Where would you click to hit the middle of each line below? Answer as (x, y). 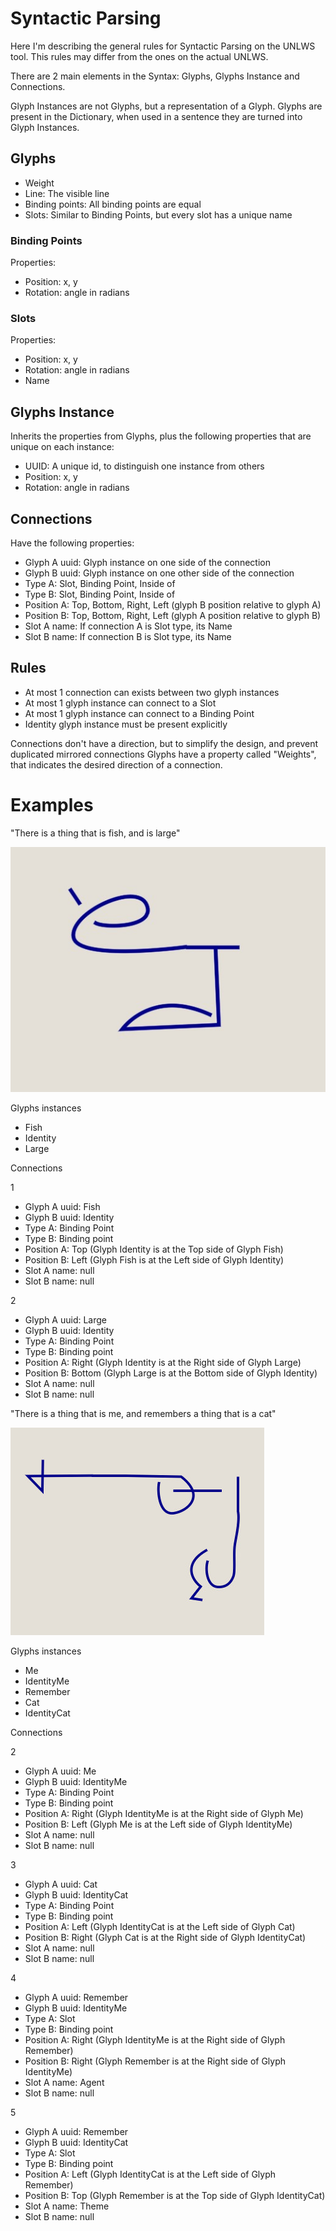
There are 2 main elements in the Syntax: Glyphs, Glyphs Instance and (155, 76)
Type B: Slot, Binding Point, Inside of (100, 594)
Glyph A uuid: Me (60, 1771)
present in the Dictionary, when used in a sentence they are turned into (156, 116)
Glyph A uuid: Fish (62, 1207)
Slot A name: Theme (67, 2206)
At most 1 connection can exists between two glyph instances (152, 692)
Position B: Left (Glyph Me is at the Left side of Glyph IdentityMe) (158, 1824)
